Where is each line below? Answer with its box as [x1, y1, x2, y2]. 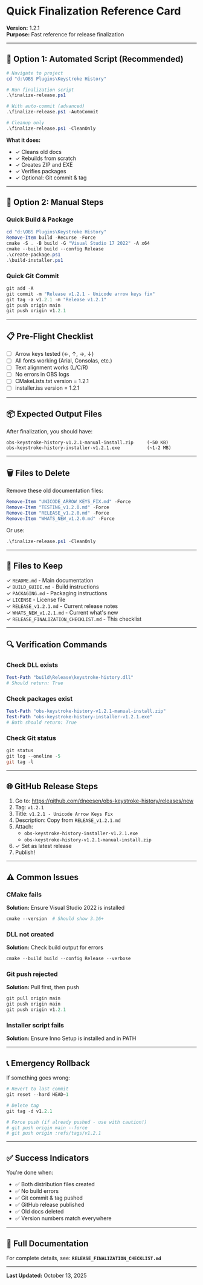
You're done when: [6, 1169, 53, 1177]
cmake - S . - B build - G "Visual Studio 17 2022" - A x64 [6, 241, 150, 247]
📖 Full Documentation [6, 1238, 89, 1249]
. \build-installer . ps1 [6, 257, 63, 263]
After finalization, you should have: [6, 428, 93, 435]
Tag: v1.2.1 [14, 804, 44, 811]
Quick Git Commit [6, 272, 59, 280]
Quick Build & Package [6, 215, 74, 224]
